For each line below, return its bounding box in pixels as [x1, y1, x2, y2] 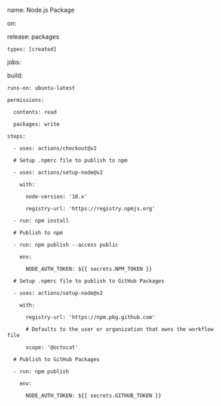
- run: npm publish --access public [13, 241, 118, 248]
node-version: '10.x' [25, 193, 88, 200]
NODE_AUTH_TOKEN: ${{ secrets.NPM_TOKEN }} [25, 265, 153, 272]
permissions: [7, 97, 45, 103]
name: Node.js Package [7, 6, 75, 14]
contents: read [13, 109, 57, 116]
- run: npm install [13, 217, 70, 224]
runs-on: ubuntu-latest [7, 85, 76, 92]
